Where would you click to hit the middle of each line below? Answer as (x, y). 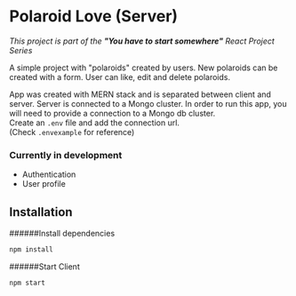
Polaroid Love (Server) (94, 16)
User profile (44, 184)
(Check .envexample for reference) (72, 132)
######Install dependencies (62, 234)
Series (21, 50)
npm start (28, 283)
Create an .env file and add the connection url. (95, 123)
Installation (41, 212)
